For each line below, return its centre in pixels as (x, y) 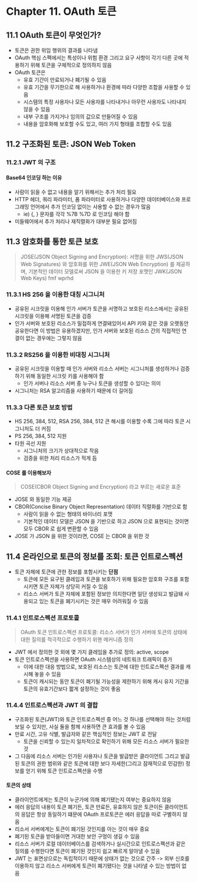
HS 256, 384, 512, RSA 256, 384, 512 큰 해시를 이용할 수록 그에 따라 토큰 (99, 422)
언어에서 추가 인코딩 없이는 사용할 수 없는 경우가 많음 (91, 207)
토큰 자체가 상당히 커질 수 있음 (74, 586)
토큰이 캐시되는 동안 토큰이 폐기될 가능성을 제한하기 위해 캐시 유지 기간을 (106, 681)
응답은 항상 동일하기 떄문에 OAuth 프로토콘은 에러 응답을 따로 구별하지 (101, 814)
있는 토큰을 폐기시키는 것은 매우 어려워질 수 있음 (94, 601)
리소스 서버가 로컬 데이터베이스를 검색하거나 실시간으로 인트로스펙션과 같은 (100, 844)
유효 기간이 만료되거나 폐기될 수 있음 (65, 80)
